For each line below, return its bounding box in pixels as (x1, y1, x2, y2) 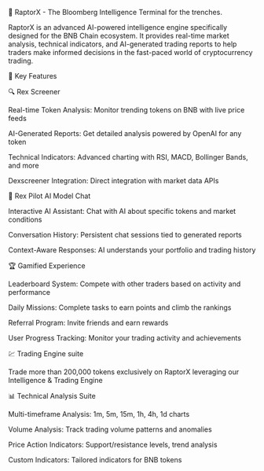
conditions (8, 215, 42, 224)
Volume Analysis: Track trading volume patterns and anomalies (8, 425, 212, 434)
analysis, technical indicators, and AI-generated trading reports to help (8, 39, 237, 49)
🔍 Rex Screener (8, 87, 60, 96)
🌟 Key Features (8, 72, 57, 80)
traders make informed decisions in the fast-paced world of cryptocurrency (8, 48, 253, 57)
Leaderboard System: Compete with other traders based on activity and (8, 279, 241, 289)
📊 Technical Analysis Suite (8, 392, 96, 400)
